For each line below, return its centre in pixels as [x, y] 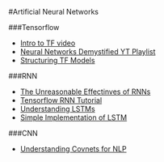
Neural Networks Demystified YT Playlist [88, 51]
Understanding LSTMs [57, 109]
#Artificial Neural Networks [54, 12]
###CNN [23, 133]
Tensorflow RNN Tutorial [61, 100]
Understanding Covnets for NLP [73, 149]
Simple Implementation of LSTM [74, 117]
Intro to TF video [48, 43]
